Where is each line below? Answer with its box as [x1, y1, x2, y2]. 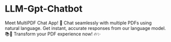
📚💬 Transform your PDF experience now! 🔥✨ [5, 31, 101, 37]
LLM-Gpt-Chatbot [5, 3, 83, 15]
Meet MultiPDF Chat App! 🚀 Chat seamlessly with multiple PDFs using [5, 20, 152, 26]
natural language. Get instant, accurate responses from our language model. [5, 25, 166, 31]
